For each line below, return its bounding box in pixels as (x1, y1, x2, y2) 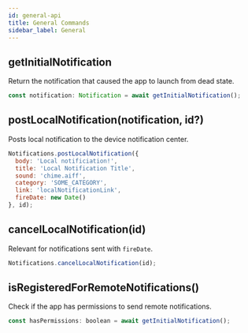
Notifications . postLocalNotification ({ (8, 149, 139, 158)
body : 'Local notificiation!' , (15, 157, 118, 165)
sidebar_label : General (8, 26, 87, 34)
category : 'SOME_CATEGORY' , (15, 179, 108, 187)
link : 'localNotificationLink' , (15, 186, 122, 194)
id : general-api (8, 11, 61, 20)
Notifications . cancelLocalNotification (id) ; (8, 259, 157, 267)
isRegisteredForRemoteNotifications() (8, 281, 199, 294)
